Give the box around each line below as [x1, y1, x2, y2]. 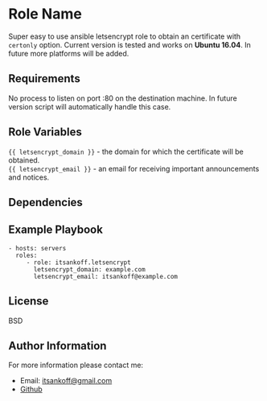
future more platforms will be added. [8, 48, 129, 58]
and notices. [8, 172, 50, 182]
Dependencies [8, 195, 83, 209]
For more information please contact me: [8, 360, 143, 370]
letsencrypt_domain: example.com [33, 265, 146, 274]
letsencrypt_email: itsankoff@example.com [33, 272, 179, 280]
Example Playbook [8, 223, 103, 237]
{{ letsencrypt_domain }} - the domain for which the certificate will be [8, 147, 244, 156]
